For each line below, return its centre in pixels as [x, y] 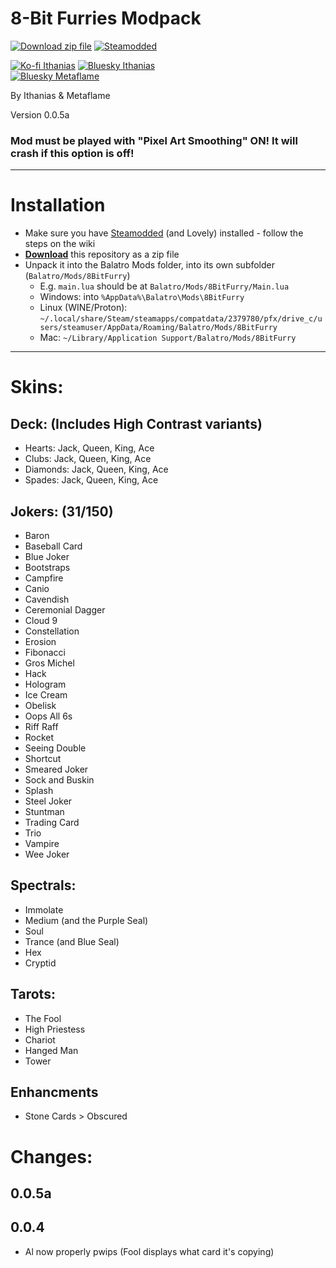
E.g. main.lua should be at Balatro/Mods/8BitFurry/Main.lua [164, 286]
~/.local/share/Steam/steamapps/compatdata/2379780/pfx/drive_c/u [181, 319]
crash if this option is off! [72, 153]
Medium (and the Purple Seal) [86, 920]
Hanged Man [51, 1050]
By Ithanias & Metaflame [60, 95]
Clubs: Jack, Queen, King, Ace [88, 459]
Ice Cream [46, 694]
